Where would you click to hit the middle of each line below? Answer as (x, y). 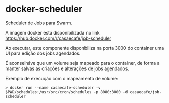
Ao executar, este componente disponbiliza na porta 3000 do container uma (85, 48)
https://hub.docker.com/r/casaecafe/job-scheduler (58, 38)
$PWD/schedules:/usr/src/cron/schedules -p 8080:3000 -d (67, 92)
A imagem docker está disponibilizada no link (52, 32)
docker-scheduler (44, 9)
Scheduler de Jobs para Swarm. (39, 23)
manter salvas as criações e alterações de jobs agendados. (67, 68)
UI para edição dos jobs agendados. (43, 53)
